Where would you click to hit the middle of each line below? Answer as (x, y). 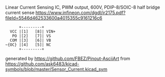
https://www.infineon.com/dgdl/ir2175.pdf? (80, 13)
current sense (20, 13)
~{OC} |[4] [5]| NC (28, 45)
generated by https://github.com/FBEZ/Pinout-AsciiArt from (68, 58)
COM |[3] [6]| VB (31, 40)
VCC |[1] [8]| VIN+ (33, 32)
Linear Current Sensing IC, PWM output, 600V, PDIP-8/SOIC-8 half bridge (83, 7)
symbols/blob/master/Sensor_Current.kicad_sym (57, 69)
